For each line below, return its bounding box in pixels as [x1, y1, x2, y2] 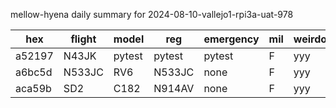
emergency [203, 32, 260, 46]
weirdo [293, 32, 328, 46]
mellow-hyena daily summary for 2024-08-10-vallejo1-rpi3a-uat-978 [10, 9, 294, 20]
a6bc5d [15, 65, 53, 79]
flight [70, 32, 97, 46]
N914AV [153, 82, 195, 95]
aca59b [15, 82, 52, 95]
